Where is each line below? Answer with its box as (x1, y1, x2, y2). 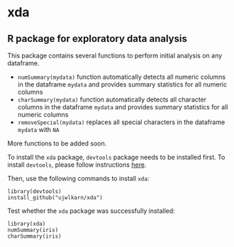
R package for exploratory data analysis (7, 33, 188, 45)
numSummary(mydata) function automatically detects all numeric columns (17, 72, 226, 81)
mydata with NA (17, 126, 60, 133)
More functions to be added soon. (7, 139, 107, 148)
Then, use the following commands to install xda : (7, 175, 150, 182)
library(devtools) (7, 188, 62, 195)
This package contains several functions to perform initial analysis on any (7, 51, 223, 60)
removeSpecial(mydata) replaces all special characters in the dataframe (17, 118, 225, 126)
